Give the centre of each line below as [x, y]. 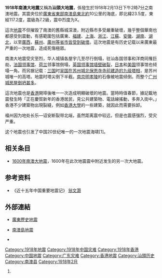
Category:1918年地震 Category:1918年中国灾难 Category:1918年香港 [72, 249]
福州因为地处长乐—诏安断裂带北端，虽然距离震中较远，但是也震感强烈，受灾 [81, 115]
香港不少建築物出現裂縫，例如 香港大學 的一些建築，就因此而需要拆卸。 [75, 105]
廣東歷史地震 [25, 219]
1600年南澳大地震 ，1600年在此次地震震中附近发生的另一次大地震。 [79, 161]
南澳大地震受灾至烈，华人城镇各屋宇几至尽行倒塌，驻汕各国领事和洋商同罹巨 [81, 58]
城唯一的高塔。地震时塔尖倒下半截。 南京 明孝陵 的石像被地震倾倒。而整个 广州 [81, 77]
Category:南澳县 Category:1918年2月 [41, 262]
